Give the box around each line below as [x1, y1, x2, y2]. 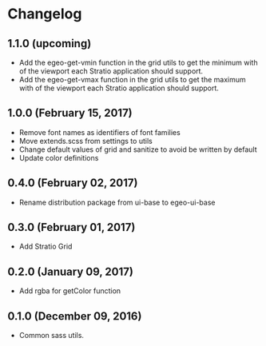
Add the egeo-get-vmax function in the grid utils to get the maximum [18, 75, 246, 84]
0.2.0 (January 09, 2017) [7, 264, 133, 278]
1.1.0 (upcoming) [7, 37, 92, 50]
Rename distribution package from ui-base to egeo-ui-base [18, 197, 216, 207]
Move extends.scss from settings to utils [18, 136, 153, 145]
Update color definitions [18, 153, 99, 162]
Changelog [7, 5, 82, 23]
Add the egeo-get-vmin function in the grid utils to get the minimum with [18, 58, 258, 67]
